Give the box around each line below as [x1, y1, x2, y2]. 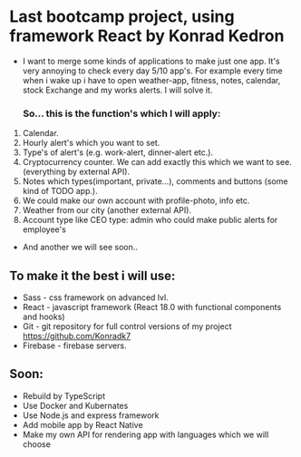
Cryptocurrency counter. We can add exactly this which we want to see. [22, 157, 292, 168]
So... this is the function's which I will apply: [22, 107, 221, 120]
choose [22, 438, 52, 450]
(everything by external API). [22, 166, 130, 178]
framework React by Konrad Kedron [9, 25, 285, 46]
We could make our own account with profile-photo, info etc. [22, 195, 250, 206]
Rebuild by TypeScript [22, 390, 106, 401]
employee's [22, 224, 66, 235]
